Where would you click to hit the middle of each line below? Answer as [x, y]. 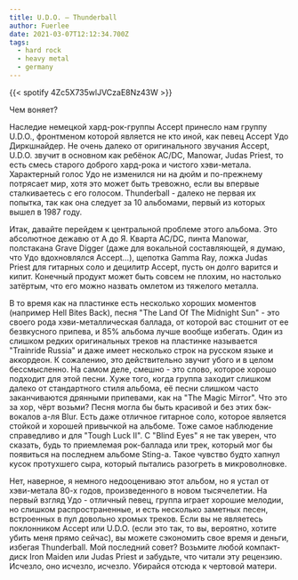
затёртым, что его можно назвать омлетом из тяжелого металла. [134, 286]
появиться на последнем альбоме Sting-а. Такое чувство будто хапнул [145, 454]
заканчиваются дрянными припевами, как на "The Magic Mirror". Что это [148, 398]
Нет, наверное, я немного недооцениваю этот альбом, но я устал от [139, 480]
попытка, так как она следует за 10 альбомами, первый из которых [137, 202]
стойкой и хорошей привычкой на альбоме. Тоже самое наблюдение [141, 426]
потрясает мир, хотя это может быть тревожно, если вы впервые [134, 183]
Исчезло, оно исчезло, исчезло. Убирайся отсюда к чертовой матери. [143, 566]
